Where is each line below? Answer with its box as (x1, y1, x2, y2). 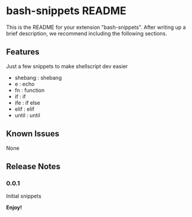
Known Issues (6, 129, 60, 139)
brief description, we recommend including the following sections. (6, 29, 167, 37)
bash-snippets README (6, 4, 127, 18)
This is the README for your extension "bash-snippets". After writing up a (6, 24, 186, 31)
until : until (14, 111, 40, 119)
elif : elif (14, 105, 34, 113)
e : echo (14, 80, 35, 87)
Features (6, 47, 40, 57)
